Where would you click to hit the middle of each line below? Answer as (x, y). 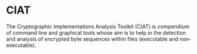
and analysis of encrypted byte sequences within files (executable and (92, 39)
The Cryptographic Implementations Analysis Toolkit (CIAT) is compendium (98, 26)
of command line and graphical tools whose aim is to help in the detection (96, 32)
